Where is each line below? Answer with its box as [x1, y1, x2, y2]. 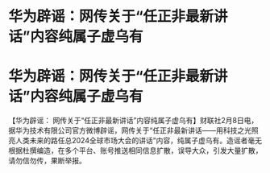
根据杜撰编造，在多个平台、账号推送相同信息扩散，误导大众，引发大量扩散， [8, 146, 263, 155]
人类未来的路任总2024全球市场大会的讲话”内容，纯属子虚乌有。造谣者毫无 [15, 136, 262, 146]
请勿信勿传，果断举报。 [8, 156, 86, 166]
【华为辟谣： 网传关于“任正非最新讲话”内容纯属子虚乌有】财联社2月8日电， [8, 116, 259, 126]
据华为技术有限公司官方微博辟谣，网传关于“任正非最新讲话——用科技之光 [8, 126, 252, 135]
